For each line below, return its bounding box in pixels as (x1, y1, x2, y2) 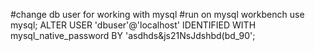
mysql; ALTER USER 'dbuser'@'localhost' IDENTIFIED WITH (10, 19, 257, 31)
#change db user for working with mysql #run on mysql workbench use (10, 9, 305, 20)
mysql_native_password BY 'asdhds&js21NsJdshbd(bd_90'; (10, 30, 256, 41)
